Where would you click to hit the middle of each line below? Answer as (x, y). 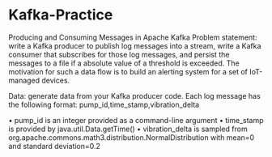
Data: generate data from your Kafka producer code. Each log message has (134, 95)
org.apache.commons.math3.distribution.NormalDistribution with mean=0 (132, 137)
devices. (56, 80)
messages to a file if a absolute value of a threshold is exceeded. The (124, 63)
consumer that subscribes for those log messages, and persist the (119, 54)
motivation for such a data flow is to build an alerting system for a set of (128, 71)
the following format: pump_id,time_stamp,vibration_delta (104, 104)
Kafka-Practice (61, 15)
